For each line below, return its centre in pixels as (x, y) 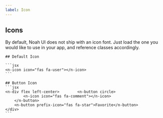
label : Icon (18, 10)
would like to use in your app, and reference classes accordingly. (72, 48)
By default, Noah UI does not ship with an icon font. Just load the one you (82, 42)
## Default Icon (22, 57)
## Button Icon (21, 83)
